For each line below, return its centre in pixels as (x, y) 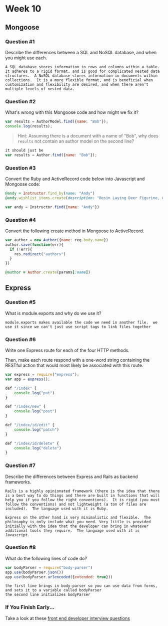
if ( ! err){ (21, 249)
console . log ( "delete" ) (38, 448)
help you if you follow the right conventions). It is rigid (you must (82, 500)
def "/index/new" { (25, 407)
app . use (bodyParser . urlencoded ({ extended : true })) (59, 577)
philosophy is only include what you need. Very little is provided (78, 522)
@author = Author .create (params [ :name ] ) (48, 272)
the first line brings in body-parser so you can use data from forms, (81, 586)
